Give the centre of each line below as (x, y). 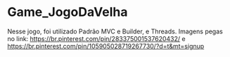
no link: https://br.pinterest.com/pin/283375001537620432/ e (96, 38)
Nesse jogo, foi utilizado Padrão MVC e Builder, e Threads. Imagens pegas (115, 31)
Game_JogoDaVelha (68, 12)
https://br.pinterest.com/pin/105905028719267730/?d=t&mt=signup (106, 46)
